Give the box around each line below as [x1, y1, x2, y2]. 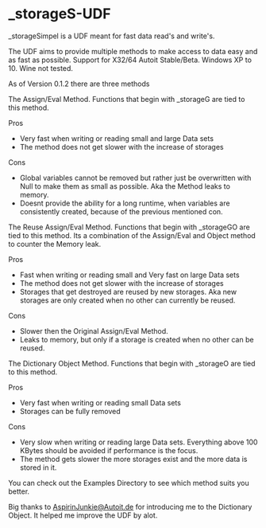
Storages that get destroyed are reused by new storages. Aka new [19, 287, 237, 296]
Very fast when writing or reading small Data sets [19, 397, 181, 407]
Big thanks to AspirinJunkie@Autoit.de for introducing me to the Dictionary [8, 502, 253, 511]
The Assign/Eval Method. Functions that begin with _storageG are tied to [8, 94, 245, 104]
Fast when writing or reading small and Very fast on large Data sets [19, 270, 240, 280]
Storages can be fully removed [19, 406, 121, 416]
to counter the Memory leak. [8, 239, 102, 248]
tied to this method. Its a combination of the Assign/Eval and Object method [8, 230, 256, 240]
